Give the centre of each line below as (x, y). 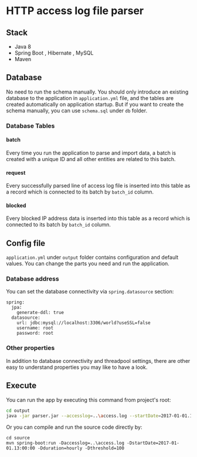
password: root (35, 333)
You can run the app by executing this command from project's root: (89, 400)
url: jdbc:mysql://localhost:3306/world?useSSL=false (84, 323)
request (16, 172)
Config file (26, 243)
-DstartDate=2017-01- (153, 443)
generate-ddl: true (40, 313)
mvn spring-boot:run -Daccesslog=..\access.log (65, 443)
